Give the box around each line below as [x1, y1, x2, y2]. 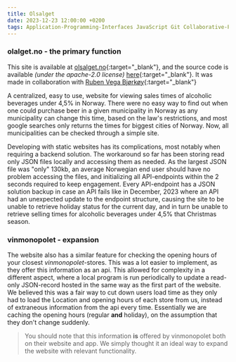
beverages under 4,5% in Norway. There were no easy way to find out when [7, 99, 228, 107]
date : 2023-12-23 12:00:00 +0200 [7, 17, 105, 24]
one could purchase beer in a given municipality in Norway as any [7, 106, 198, 115]
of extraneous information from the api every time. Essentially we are [7, 303, 207, 311]
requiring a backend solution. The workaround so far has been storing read [7, 149, 225, 158]
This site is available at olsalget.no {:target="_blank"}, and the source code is [7, 63, 229, 71]
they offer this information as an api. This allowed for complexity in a [7, 266, 206, 274]
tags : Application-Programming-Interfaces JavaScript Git [7, 23, 181, 30]
